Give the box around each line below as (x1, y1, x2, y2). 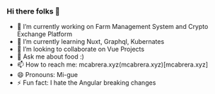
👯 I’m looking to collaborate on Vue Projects (16, 45, 145, 54)
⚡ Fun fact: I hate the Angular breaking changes (16, 78, 156, 87)
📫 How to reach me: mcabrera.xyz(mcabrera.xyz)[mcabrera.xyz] (16, 60, 209, 69)
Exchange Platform (16, 30, 72, 38)
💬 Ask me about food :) (16, 52, 84, 61)
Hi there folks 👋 (6, 6, 61, 16)
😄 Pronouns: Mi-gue (16, 71, 79, 79)
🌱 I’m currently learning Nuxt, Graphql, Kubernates (16, 37, 165, 46)
